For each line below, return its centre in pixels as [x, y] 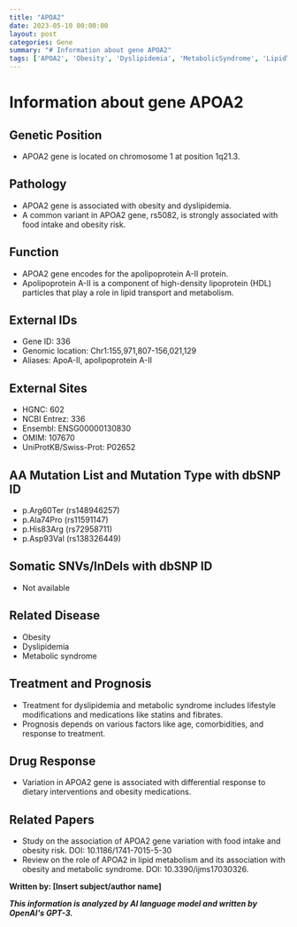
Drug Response [53, 761]
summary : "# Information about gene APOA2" [91, 51]
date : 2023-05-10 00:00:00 [59, 26]
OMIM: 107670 [48, 438]
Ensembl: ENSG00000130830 [76, 428]
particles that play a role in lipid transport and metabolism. [128, 292]
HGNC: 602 [43, 409]
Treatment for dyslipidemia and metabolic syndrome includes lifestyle [149, 705]
